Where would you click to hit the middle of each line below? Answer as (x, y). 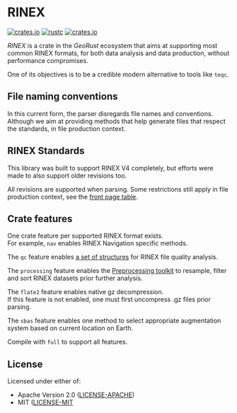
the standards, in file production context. (67, 129)
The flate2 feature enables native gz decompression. (86, 292)
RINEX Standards (46, 151)
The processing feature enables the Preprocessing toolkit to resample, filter (117, 271)
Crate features (40, 219)
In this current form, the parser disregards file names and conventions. (110, 113)
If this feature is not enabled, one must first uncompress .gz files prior (109, 299)
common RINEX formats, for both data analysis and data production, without (118, 53)
